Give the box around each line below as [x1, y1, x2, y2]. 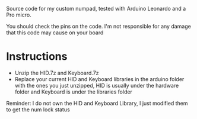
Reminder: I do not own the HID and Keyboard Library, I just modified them [6, 99, 188, 107]
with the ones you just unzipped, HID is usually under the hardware [14, 82, 179, 89]
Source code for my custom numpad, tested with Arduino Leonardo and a [6, 5, 186, 12]
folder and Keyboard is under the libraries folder [14, 88, 132, 95]
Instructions [6, 50, 68, 63]
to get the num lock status [6, 106, 70, 113]
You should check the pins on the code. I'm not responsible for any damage [6, 23, 191, 30]
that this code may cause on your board [6, 29, 104, 36]
